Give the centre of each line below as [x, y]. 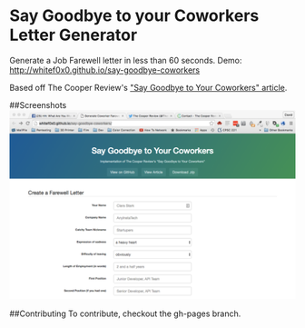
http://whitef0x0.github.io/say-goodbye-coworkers [105, 70]
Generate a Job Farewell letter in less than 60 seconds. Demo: [126, 60]
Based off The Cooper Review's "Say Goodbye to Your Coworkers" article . [148, 87]
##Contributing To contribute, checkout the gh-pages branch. [125, 313]
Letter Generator [74, 35]
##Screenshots [38, 104]
